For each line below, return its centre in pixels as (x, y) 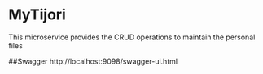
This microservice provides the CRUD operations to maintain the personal (132, 37)
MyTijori (37, 15)
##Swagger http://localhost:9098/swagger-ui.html (93, 61)
